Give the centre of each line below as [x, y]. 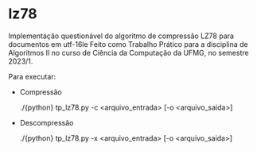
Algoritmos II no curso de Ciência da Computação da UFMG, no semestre [128, 52]
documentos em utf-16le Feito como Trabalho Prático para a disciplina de [128, 44]
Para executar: [32, 76]
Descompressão [47, 122]
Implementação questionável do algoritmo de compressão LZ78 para [121, 36]
